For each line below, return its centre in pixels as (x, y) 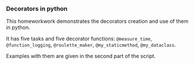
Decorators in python (37, 9)
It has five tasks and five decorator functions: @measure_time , (79, 39)
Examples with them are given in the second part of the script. (81, 56)
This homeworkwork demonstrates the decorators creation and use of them (97, 21)
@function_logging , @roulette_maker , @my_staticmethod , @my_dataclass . (91, 45)
